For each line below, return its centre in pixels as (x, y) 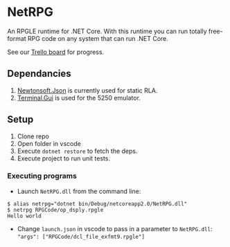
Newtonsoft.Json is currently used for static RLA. (87, 90)
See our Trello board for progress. (56, 52)
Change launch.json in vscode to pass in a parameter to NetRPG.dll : (115, 228)
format (17, 38)
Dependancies (39, 74)
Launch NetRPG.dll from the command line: (79, 191)
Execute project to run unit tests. (64, 158)
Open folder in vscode (49, 143)
